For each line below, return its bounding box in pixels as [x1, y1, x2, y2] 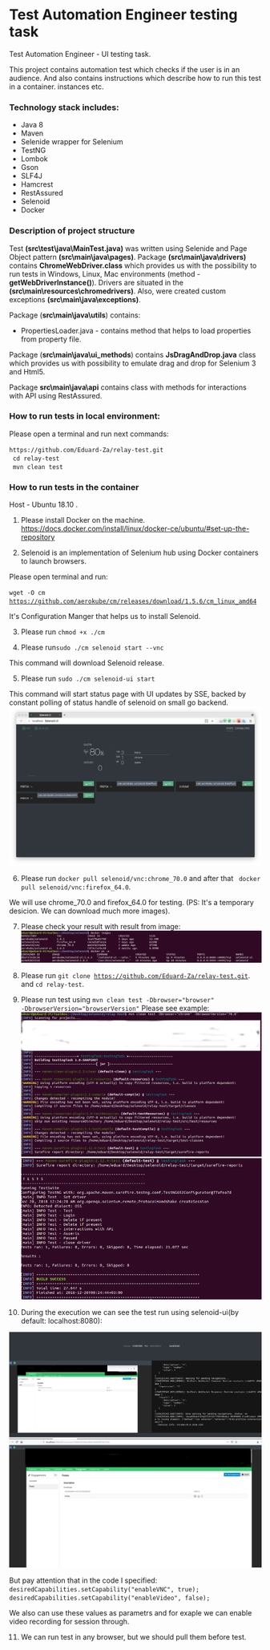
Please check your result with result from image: [20, 921, 181, 931]
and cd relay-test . [20, 979, 85, 989]
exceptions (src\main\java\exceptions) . [9, 294, 141, 304]
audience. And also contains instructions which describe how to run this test [9, 73, 261, 83]
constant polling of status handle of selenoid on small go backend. [9, 698, 229, 707]
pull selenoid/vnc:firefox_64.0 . [20, 882, 131, 892]
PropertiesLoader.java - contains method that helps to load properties [20, 326, 252, 335]
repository [20, 532, 55, 542]
